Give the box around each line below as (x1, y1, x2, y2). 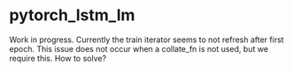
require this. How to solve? (9, 53, 107, 63)
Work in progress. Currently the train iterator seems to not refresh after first (9, 34, 285, 45)
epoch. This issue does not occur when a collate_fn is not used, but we (9, 43, 268, 54)
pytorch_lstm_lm (9, 5, 135, 25)
